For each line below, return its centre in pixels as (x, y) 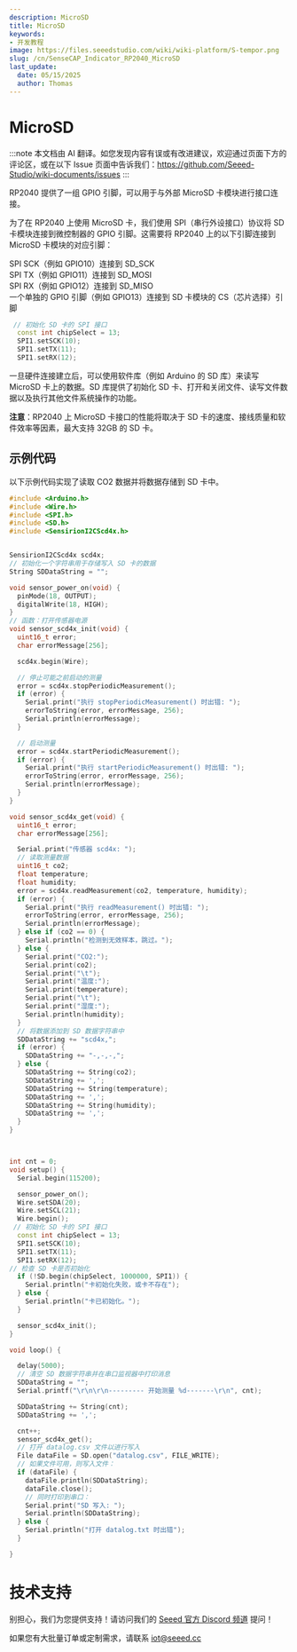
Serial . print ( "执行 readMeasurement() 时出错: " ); (117, 907)
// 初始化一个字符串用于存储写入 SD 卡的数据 (83, 564)
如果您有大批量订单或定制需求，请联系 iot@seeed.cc (106, 1638)
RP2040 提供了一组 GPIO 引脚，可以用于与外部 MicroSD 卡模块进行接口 (140, 193)
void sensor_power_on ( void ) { (65, 588)
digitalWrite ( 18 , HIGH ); (63, 605)
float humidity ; (47, 882)
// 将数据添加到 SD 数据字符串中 (71, 1031)
